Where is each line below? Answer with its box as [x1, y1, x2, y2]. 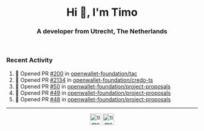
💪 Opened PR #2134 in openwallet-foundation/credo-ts [15, 76, 154, 84]
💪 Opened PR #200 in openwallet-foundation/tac [15, 70, 138, 77]
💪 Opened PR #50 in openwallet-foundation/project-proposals [15, 82, 171, 90]
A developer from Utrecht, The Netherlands [36, 27, 168, 36]
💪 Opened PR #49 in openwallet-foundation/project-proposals [15, 89, 171, 96]
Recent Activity [6, 56, 53, 64]
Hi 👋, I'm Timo [66, 5, 138, 19]
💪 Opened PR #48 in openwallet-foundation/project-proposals [15, 95, 171, 102]
